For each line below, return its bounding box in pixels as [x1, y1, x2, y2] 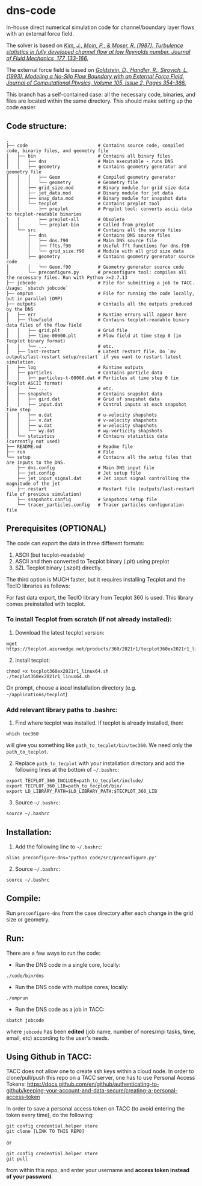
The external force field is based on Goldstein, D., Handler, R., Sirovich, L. [6, 66, 188, 73]
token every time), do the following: [6, 1112, 94, 1119]
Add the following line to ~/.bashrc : [14, 843, 103, 850]
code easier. [6, 103, 37, 111]
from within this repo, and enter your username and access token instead [6, 1167, 190, 1174]
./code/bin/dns [6, 973, 44, 979]
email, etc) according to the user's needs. [6, 1034, 109, 1042]
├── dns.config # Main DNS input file [17, 464, 155, 471]
